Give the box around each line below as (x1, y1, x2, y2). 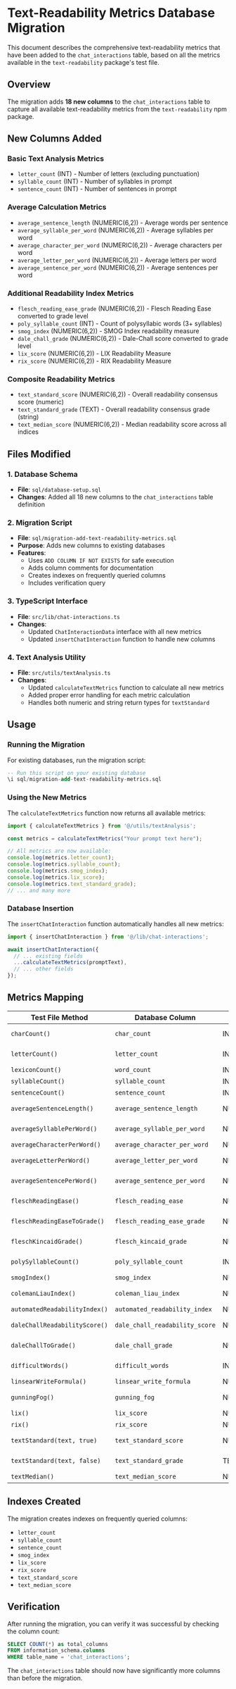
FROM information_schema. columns (7, 1647, 105, 1654)
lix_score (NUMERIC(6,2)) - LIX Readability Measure (17, 349, 171, 358)
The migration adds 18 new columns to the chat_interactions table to (7, 97, 211, 106)
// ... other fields (13, 966, 74, 973)
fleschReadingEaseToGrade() (11, 1217, 105, 1225)
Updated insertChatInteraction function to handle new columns (27, 635, 216, 643)
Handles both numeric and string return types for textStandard (27, 698, 210, 706)
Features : (17, 549, 46, 557)
